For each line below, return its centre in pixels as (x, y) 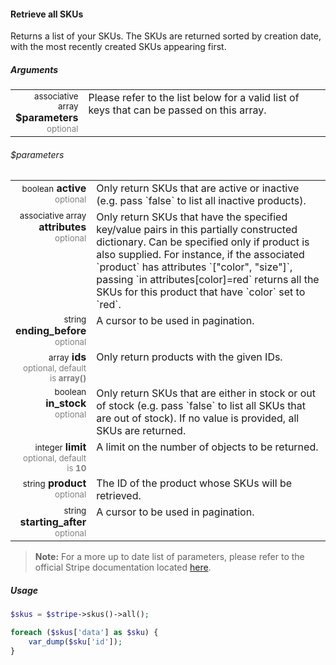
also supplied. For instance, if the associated (200, 255)
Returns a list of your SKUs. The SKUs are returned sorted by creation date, (166, 36)
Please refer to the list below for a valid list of (194, 98)
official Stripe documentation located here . (123, 567)
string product (54, 483)
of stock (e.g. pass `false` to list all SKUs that (201, 406)
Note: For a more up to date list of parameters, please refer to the (169, 557)
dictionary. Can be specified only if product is (203, 242)
